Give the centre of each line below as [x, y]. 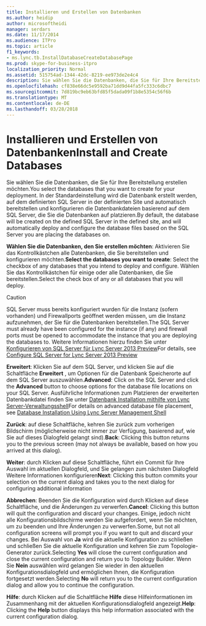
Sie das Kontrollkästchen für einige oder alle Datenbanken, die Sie [90, 272]
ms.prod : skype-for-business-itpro [52, 63]
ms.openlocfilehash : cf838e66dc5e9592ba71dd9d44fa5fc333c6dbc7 [89, 87]
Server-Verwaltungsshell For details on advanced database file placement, [100, 406]
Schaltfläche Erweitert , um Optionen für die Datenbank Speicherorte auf [99, 373]
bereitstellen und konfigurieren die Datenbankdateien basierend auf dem [98, 209]
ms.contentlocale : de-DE [38, 103]
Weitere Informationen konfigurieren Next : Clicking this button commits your [102, 476]
